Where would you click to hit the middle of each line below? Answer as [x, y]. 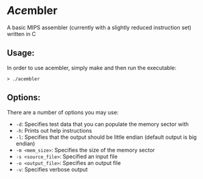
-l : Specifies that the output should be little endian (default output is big [106, 137]
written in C [21, 33]
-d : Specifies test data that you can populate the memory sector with [102, 124]
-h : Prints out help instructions [54, 130]
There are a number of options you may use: [63, 112]
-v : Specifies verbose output [52, 169]
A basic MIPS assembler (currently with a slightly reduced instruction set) [99, 27]
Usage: [21, 53]
